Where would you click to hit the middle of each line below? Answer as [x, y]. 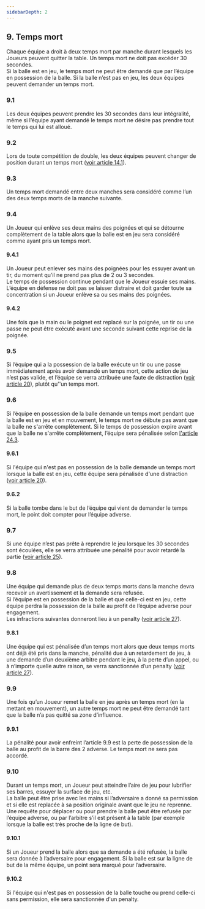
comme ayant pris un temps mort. [49, 241]
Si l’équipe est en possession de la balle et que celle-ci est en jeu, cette [96, 599]
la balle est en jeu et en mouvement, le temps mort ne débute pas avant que [102, 420]
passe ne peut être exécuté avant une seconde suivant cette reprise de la [99, 329]
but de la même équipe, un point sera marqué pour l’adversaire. [86, 865]
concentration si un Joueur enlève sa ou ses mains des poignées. [89, 294]
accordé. [18, 755]
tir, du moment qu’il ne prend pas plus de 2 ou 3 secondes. [80, 275]
